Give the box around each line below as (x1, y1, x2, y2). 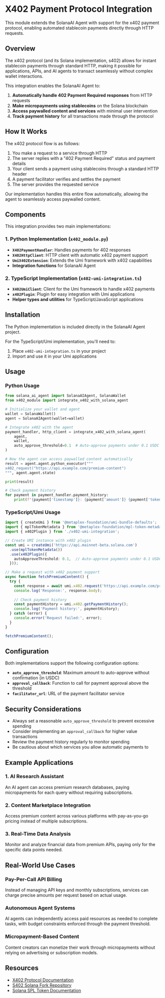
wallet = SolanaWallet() (5, 412, 56, 417)
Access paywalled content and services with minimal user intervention (12, 108, 158, 114)
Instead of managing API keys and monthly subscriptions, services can (5, 887, 149, 893)
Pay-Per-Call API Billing (5, 876, 62, 882)
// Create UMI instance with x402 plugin (5, 538, 91, 543)
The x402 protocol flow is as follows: (5, 140, 80, 146)
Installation (5, 311, 40, 319)
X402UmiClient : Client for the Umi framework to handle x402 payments (12, 286, 155, 292)
